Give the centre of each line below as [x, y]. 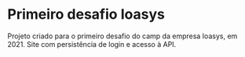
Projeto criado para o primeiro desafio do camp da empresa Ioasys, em [122, 36]
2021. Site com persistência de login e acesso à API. [92, 44]
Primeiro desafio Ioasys [86, 14]
